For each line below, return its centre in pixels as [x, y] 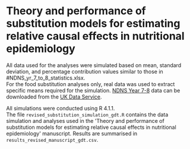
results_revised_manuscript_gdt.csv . [52, 140]
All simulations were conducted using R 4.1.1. [61, 108]
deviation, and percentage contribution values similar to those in [85, 71]
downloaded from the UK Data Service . [54, 97]
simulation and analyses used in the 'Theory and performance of [85, 121]
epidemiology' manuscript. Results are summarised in [72, 133]
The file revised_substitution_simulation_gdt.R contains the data [87, 115]
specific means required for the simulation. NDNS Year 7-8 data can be [93, 90]
